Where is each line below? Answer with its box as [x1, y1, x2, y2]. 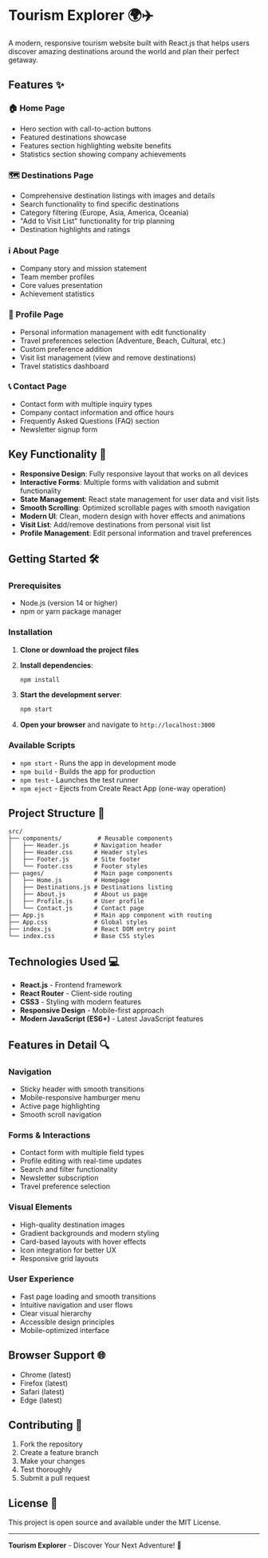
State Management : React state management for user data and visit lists [19, 494, 259, 503]
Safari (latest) [19, 1386, 65, 1396]
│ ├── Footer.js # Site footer [8, 855, 141, 864]
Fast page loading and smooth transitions [19, 1292, 156, 1301]
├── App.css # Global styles [8, 918, 148, 926]
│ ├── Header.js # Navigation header [8, 842, 162, 850]
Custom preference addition [19, 344, 113, 353]
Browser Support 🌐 [8, 1349, 106, 1363]
